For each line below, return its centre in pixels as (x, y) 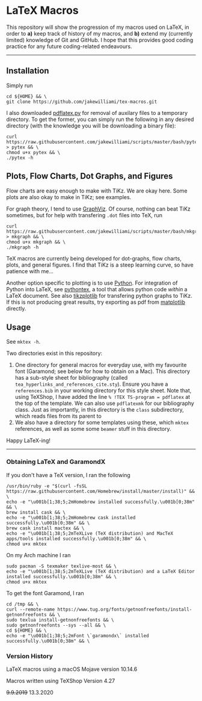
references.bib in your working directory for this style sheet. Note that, (103, 391)
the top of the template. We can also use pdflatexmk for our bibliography (104, 403)
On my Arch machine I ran (38, 555)
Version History (29, 656)
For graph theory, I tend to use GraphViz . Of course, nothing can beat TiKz (99, 209)
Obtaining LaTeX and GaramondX (56, 462)
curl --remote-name (31, 609)
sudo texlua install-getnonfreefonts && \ (60, 620)
